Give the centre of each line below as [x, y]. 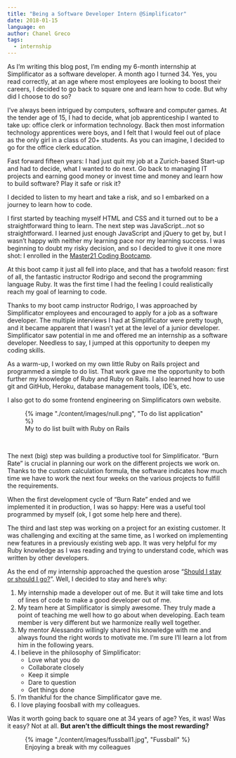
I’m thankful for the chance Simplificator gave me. [90, 697]
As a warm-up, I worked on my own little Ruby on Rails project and [104, 364]
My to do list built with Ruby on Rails [77, 429]
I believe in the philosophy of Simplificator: [79, 652]
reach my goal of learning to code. [57, 292]
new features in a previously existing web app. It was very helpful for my [112, 543]
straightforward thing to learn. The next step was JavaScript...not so [106, 226]
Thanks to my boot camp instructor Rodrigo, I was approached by [103, 305]
